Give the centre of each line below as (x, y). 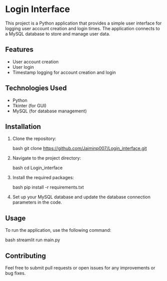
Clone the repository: (34, 138)
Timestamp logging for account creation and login (64, 72)
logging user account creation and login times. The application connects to (83, 28)
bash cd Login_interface (37, 168)
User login (23, 67)
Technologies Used (36, 88)
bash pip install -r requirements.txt (48, 187)
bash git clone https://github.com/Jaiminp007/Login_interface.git (79, 149)
